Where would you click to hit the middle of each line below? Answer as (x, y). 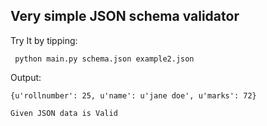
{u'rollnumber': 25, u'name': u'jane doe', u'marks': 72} (133, 95)
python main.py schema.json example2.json (104, 59)
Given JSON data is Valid (64, 113)
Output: (26, 77)
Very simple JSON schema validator (125, 16)
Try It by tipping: (44, 40)
